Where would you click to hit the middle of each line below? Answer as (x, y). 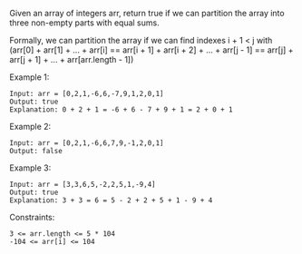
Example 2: (30, 127)
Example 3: (30, 168)
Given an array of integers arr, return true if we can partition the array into (147, 13)
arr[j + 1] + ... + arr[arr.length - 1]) (72, 59)
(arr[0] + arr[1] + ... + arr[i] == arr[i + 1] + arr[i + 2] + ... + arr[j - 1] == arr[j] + (151, 50)
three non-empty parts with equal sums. (85, 23)
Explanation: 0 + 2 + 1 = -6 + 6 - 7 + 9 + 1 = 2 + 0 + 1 (121, 110)
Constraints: (32, 217)
